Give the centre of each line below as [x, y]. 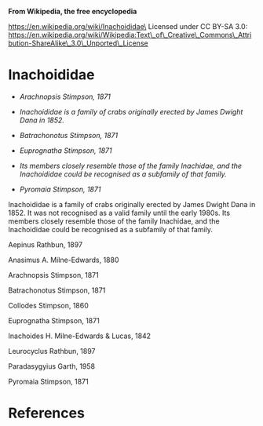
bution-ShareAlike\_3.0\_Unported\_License [78, 43]
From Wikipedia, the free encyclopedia [73, 11]
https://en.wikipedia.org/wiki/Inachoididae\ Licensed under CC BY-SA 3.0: [128, 26]
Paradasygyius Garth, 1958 [52, 366]
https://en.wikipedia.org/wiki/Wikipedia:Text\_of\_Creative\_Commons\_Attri [130, 35]
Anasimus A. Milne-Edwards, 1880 [64, 260]
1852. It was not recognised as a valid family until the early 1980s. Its [119, 213]
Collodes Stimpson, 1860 [48, 305]
